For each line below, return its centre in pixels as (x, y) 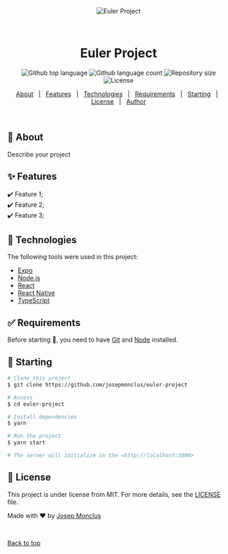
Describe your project (39, 154)
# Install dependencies (42, 417)
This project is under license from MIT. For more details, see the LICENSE (114, 494)
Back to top (24, 543)
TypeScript (34, 301)
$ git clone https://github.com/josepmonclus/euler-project (98, 385)
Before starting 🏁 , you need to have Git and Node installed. (93, 340)
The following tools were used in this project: (73, 257)
